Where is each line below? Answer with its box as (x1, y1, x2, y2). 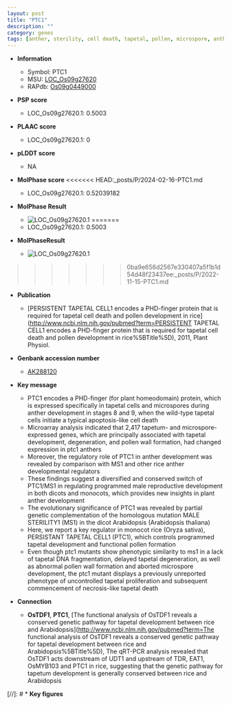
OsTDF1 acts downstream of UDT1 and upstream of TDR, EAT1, (27, 655, 205, 663)
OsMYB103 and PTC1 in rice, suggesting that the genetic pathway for (27, 662, 223, 671)
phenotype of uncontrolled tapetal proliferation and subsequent (27, 577, 208, 585)
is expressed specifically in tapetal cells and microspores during (27, 402, 210, 410)
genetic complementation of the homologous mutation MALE (27, 511, 200, 519)
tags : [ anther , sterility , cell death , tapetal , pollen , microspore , (7, 36, 211, 43)
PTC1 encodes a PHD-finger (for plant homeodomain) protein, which (27, 394, 221, 402)
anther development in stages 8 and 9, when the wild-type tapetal (27, 409, 214, 417)
